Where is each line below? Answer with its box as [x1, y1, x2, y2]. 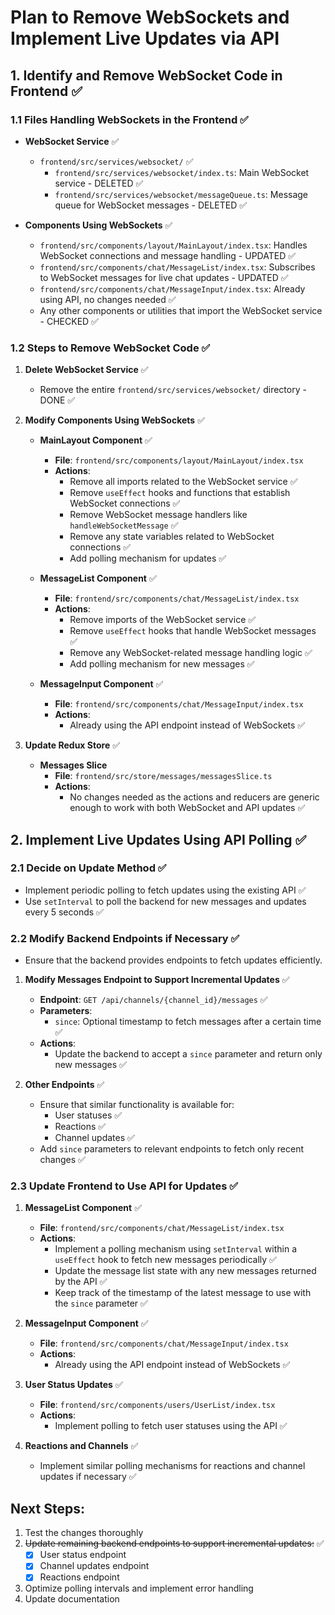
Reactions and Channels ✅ [24, 1440, 139, 1452]
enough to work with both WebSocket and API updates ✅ [69, 802, 306, 814]
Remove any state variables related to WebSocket [69, 531, 275, 543]
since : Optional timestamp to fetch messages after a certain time [54, 1016, 322, 1028]
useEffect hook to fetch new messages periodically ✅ [54, 1254, 277, 1266]
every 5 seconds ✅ [24, 906, 104, 918]
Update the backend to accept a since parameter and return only [54, 1048, 323, 1060]
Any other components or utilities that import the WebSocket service [39, 304, 323, 316]
